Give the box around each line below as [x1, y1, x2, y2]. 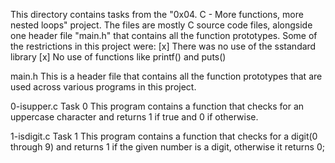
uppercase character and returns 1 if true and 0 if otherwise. [10, 111, 259, 123]
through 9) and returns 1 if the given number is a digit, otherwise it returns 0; [10, 141, 325, 153]
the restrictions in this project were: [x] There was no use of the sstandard [10, 40, 317, 52]
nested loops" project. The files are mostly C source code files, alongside [10, 19, 313, 31]
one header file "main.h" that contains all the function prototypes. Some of [10, 30, 318, 41]
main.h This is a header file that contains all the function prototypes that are [10, 70, 323, 82]
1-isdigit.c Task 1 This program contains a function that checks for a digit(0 [10, 130, 318, 142]
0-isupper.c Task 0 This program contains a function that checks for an [10, 100, 305, 112]
